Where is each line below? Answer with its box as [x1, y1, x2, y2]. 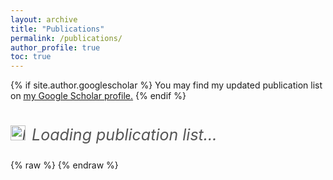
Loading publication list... [31, 125, 218, 145]
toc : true [10, 52, 52, 62]
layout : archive [10, 14, 78, 25]
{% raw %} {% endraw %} [10, 159, 119, 171]
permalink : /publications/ [10, 33, 123, 43]
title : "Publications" [10, 24, 105, 34]
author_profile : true [10, 42, 101, 53]
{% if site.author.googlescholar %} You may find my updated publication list [10, 79, 323, 91]
